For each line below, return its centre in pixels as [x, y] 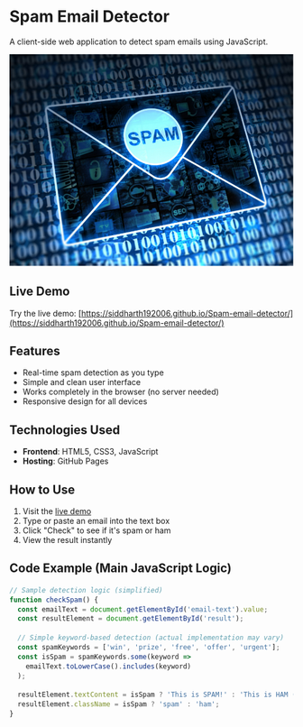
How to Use [42, 489]
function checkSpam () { [54, 600]
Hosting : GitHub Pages [65, 461]
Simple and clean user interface [82, 382]
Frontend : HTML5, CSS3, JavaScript [90, 452]
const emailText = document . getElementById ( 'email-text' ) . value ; [143, 609]
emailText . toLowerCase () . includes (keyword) [109, 666]
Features [35, 350]
